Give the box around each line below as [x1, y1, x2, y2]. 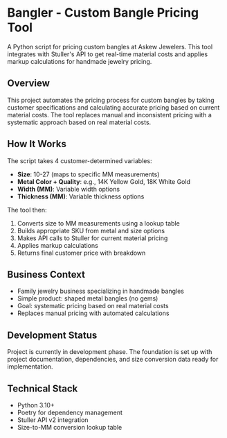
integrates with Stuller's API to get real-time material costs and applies [7, 50, 208, 58]
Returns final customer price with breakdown [17, 249, 146, 257]
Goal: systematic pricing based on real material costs [17, 302, 169, 310]
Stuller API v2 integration [17, 416, 89, 424]
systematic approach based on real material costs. [7, 118, 152, 126]
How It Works [7, 138, 67, 150]
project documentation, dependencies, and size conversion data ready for [7, 355, 219, 364]
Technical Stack [7, 382, 78, 394]
